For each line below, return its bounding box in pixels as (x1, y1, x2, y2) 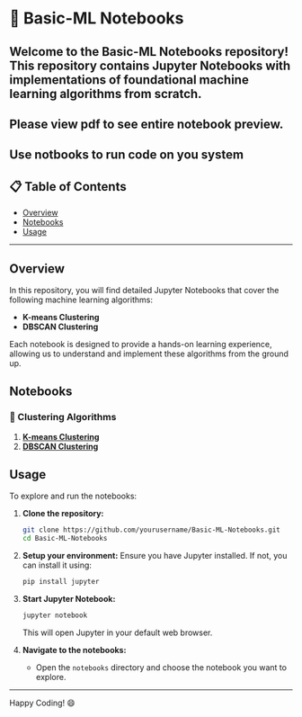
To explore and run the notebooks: (9, 490, 138, 502)
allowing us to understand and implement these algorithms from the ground (9, 348, 289, 359)
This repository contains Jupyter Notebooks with (9, 58, 291, 73)
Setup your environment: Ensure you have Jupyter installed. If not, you (22, 551, 288, 561)
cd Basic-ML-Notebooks (22, 534, 108, 543)
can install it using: (22, 560, 93, 570)
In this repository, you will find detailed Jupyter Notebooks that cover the (9, 284, 280, 295)
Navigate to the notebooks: (22, 644, 127, 655)
